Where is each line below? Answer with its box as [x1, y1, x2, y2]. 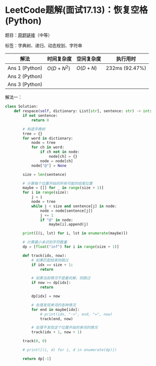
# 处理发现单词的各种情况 [31, 303, 76, 308]
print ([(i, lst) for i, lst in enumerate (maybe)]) [22, 231, 128, 236]
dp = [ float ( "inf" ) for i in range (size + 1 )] [22, 244, 119, 250]
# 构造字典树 [22, 126, 45, 132]
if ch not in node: [40, 149, 80, 155]
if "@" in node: [40, 217, 73, 223]
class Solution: [5, 104, 38, 109]
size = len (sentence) [22, 172, 67, 177]
